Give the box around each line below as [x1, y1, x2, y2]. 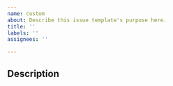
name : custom [7, 10, 45, 17]
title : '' [7, 23, 36, 30]
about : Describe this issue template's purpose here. [7, 17, 167, 24]
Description [7, 67, 59, 80]
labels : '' [7, 29, 39, 37]
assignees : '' [7, 36, 49, 43]
